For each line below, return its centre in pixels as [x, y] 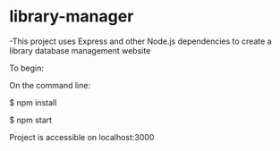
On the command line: [50, 85]
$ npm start [30, 120]
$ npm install [33, 102]
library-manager [72, 17]
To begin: [27, 68]
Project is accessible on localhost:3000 [82, 137]
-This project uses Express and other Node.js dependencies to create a [140, 41]
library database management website [80, 50]
